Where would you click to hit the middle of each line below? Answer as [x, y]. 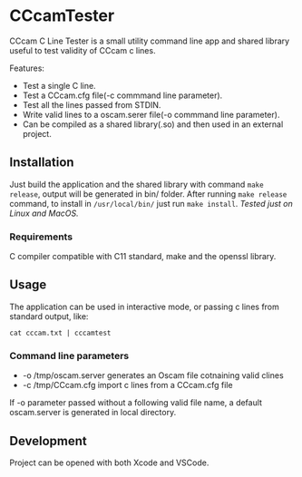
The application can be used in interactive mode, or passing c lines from [144, 307]
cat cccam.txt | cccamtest [60, 333]
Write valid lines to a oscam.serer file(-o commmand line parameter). [151, 114]
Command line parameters [69, 355]
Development [49, 441]
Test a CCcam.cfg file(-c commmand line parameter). [122, 95]
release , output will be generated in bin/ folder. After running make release [148, 194]
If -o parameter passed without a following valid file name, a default [136, 403]
